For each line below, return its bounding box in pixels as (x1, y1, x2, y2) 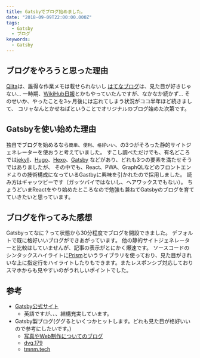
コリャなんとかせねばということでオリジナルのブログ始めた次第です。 (17, 105, 190, 112)
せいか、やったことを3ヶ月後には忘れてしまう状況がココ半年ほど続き (11, 97, 182, 104)
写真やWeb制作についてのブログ (23, 332, 103, 340)
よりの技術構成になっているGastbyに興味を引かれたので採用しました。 (11, 171, 186, 178)
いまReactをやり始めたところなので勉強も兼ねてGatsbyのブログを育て (21, 186, 195, 193)
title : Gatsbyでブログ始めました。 (6, 8, 85, 15)
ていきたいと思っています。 (6, 193, 73, 200)
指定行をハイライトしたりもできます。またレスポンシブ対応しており (26, 259, 193, 266)
